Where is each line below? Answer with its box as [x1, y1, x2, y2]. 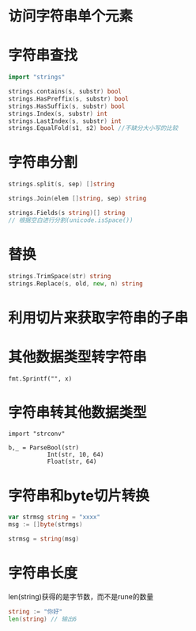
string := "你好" [8, 607, 63, 615]
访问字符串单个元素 [8, 7, 134, 25]
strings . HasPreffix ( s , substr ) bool [8, 94, 129, 103]
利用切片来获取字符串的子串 [8, 308, 189, 327]
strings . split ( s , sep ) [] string [8, 180, 115, 189]
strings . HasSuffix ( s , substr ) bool [8, 102, 126, 110]
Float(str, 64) [47, 457, 97, 466]
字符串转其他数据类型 [8, 403, 148, 421]
